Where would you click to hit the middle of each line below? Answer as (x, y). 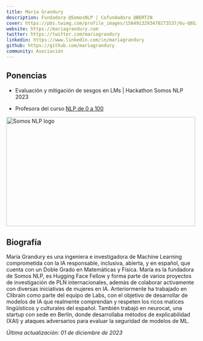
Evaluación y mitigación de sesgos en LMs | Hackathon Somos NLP (99, 90)
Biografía (24, 242)
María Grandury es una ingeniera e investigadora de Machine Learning (94, 257)
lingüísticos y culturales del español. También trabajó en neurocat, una (94, 308)
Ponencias (27, 76)
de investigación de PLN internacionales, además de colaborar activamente (100, 282)
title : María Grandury (35, 12)
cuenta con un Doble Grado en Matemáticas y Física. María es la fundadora (100, 270)
